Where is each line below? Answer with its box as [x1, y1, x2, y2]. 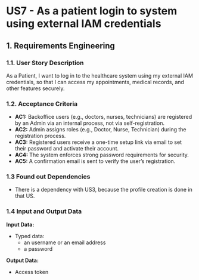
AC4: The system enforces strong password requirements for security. [14, 151, 189, 159]
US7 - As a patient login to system [6, 4, 178, 18]
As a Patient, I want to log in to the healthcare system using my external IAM [6, 72, 194, 79]
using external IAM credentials [6, 17, 161, 30]
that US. [14, 192, 35, 199]
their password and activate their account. [14, 145, 119, 152]
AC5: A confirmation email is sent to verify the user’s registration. [14, 158, 176, 165]
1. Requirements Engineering [6, 41, 115, 51]
